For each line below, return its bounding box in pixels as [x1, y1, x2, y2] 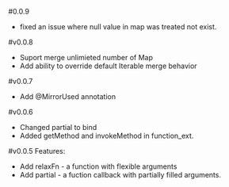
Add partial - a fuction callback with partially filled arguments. [19, 170, 222, 179]
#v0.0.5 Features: [8, 147, 66, 155]
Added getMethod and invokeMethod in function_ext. [19, 131, 194, 140]
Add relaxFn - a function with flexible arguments [19, 162, 177, 171]
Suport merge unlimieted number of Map [19, 53, 153, 62]
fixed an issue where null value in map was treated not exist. [19, 22, 217, 31]
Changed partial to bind [19, 123, 97, 132]
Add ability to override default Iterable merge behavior [19, 61, 197, 71]
